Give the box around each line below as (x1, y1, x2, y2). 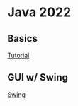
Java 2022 (7, 4, 72, 20)
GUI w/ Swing (7, 71, 69, 83)
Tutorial (7, 51, 30, 59)
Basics (7, 33, 38, 45)
